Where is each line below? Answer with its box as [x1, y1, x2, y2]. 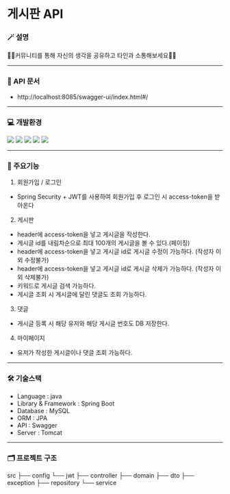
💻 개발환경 [7, 117, 42, 127]
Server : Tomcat [16, 428, 63, 436]
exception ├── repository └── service [7, 478, 117, 486]
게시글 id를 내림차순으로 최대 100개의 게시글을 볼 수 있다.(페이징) [16, 239, 190, 247]
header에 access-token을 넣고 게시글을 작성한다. [16, 230, 151, 238]
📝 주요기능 [7, 162, 40, 171]
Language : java [16, 392, 62, 400]
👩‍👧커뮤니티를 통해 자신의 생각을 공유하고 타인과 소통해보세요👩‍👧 [7, 51, 177, 60]
